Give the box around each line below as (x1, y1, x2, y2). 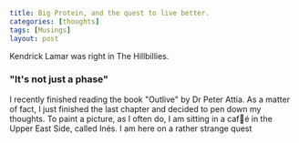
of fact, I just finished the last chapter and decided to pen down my (9, 103, 262, 114)
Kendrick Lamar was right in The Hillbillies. (9, 50, 170, 61)
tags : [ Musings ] (9, 26, 71, 35)
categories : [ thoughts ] (9, 16, 100, 26)
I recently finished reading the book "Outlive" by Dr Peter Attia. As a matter (9, 94, 290, 105)
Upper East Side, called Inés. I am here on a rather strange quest (9, 123, 253, 134)
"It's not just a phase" (9, 73, 109, 86)
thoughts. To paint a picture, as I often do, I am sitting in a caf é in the (9, 113, 273, 124)
